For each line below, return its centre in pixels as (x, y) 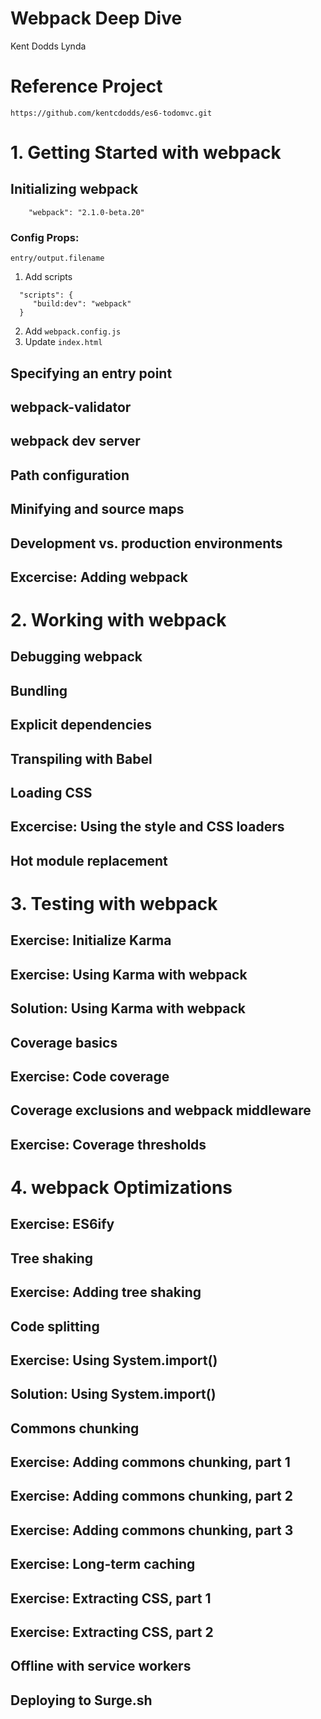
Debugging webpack (76, 657)
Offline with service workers (101, 1666)
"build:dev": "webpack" (82, 304)
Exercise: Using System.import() (114, 1360)
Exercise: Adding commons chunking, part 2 (151, 1496)
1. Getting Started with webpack (146, 153)
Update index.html (63, 342)
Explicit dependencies (81, 725)
